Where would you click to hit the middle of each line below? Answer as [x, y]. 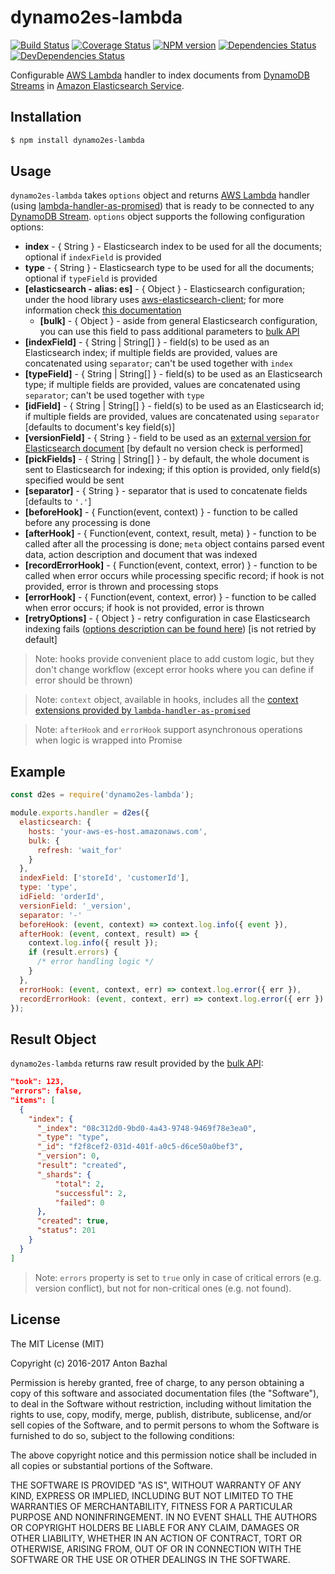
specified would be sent [74, 480]
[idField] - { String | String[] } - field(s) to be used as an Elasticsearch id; [174, 406]
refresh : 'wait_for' [79, 850]
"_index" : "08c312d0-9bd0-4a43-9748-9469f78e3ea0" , [146, 1128]
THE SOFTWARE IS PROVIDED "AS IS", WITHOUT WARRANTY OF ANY [156, 1485]
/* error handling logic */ [95, 962]
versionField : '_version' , [75, 906]
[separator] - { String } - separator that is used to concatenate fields [166, 491]
